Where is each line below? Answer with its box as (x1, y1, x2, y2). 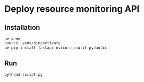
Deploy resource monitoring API (4, 3, 140, 15)
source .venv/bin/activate (4, 41, 61, 45)
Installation (4, 23, 40, 32)
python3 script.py (4, 72, 43, 77)
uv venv (4, 36, 21, 41)
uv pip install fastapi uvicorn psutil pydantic (4, 45, 107, 50)
